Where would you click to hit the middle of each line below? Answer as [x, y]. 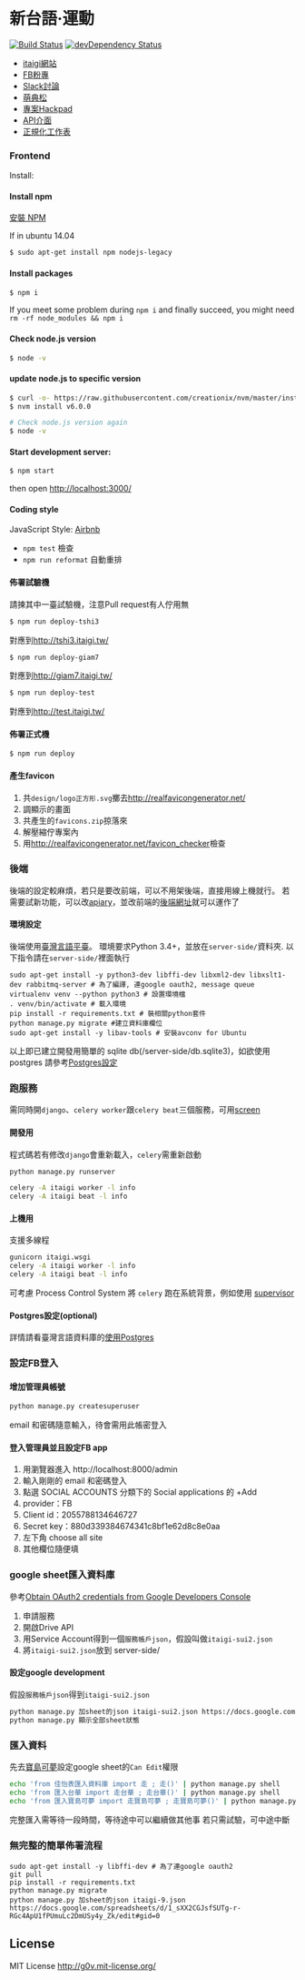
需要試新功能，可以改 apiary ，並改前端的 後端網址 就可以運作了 [125, 901]
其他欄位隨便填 [50, 1549]
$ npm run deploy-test [52, 693]
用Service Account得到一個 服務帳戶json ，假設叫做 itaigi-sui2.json [148, 1639]
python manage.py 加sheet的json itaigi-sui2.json [103, 1711]
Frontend [30, 156]
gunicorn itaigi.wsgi [50, 1257]
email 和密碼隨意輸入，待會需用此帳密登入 [89, 1425]
